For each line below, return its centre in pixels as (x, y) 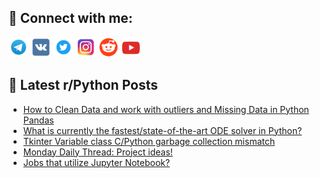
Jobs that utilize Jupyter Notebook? (96, 162)
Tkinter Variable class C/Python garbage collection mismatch (149, 141)
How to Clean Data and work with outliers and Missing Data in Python (166, 109)
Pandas (38, 120)
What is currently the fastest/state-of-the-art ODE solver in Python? (162, 130)
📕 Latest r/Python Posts (83, 85)
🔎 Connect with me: (70, 18)
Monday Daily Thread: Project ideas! (97, 152)
